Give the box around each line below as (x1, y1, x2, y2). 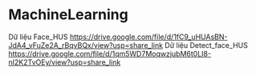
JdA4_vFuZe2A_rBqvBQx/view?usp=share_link (8, 40, 163, 49)
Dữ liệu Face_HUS (8, 32, 68, 41)
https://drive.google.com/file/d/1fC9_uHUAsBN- (69, 32, 228, 41)
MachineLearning (8, 6, 128, 24)
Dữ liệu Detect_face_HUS (164, 40, 249, 49)
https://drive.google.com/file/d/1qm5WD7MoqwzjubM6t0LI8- (8, 49, 211, 58)
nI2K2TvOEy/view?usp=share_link (8, 57, 121, 67)
